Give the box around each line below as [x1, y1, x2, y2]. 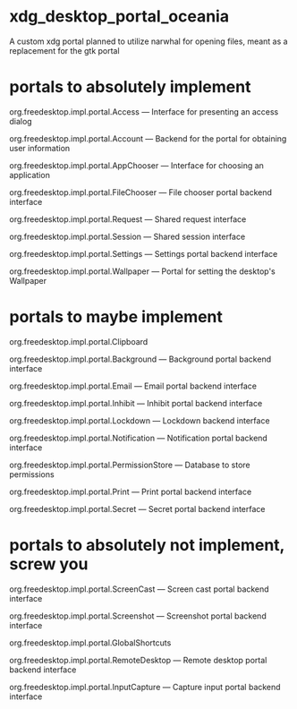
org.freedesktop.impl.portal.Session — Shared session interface [9, 231, 246, 242]
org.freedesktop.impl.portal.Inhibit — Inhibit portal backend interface [9, 397, 263, 408]
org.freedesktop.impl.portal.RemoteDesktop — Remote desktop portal [9, 654, 267, 665]
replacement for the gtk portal [9, 45, 120, 56]
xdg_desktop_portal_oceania [9, 6, 230, 27]
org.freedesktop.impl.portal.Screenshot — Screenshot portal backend [9, 611, 267, 621]
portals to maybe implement [9, 307, 224, 328]
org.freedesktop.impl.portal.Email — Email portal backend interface [9, 380, 258, 391]
